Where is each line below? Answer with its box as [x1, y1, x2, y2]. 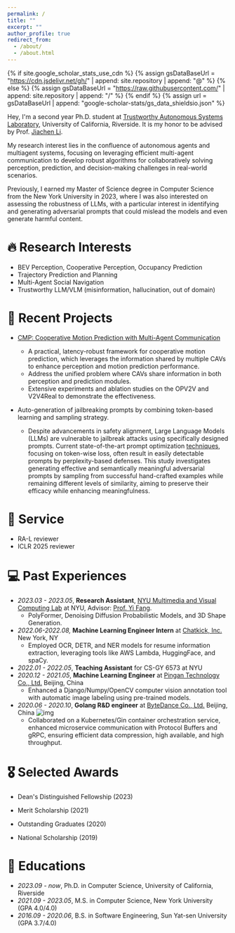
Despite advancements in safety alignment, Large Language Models [27, 427, 225, 435]
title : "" [7, 17, 36, 24]
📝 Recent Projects [7, 311, 113, 326]
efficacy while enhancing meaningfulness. [27, 487, 151, 495]
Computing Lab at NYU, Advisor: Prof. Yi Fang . [17, 603, 152, 612]
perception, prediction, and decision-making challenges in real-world [7, 163, 208, 172]
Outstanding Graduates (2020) [17, 820, 107, 828]
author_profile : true [7, 30, 71, 37]
